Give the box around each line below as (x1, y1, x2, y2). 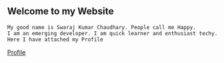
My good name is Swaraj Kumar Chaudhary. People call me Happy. (7, 24, 196, 30)
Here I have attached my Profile (7, 36, 104, 43)
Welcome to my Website (7, 6, 114, 17)
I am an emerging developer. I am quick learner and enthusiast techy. (7, 30, 218, 37)
